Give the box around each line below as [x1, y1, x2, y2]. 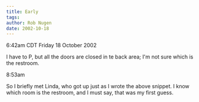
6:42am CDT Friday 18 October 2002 [6, 42, 97, 49]
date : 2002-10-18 [6, 25, 49, 32]
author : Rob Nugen [6, 20, 52, 26]
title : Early [6, 8, 39, 15]
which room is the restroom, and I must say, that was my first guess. [6, 89, 174, 96]
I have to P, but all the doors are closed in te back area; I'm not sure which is [6, 53, 194, 60]
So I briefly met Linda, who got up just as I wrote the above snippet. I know [6, 83, 189, 90]
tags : [6, 14, 20, 20]
